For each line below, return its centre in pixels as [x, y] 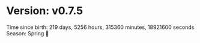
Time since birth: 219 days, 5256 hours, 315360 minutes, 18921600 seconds [100, 27]
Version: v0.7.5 [44, 11]
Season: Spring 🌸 [28, 33]
